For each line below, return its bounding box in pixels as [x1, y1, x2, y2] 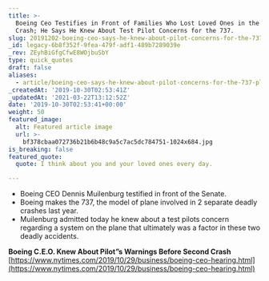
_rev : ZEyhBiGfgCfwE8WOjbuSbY [8, 49, 110, 57]
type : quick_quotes [8, 57, 74, 65]
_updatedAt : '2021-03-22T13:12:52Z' [8, 93, 130, 101]
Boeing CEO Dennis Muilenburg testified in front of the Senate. [19, 189, 227, 199]
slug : [8, 34, 26, 42]
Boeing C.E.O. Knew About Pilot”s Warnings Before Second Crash [8, 247, 231, 256]
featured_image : [8, 116, 62, 124]
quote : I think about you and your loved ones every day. [15, 160, 214, 168]
